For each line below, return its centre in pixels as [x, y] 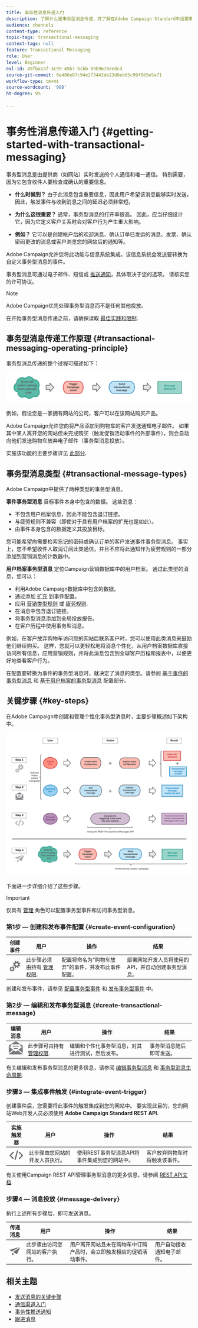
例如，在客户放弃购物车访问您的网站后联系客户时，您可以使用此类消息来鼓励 [99, 638]
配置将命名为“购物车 [86, 959]
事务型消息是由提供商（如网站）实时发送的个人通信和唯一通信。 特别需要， [97, 174]
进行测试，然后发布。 [96, 1053]
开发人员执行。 [47, 1160]
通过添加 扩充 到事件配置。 [47, 596]
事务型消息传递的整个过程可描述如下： [52, 363]
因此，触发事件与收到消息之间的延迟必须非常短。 [74, 202]
